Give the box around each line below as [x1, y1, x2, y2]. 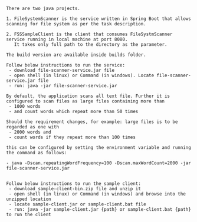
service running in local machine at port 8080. [6, 37, 128, 42]
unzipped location [6, 196, 51, 202]
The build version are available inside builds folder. [6, 52, 146, 58]
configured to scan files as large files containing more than [6, 98, 165, 104]
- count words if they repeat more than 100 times [8, 134, 136, 140]
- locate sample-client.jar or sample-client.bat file [8, 201, 146, 207]
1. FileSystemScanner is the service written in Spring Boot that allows [6, 16, 192, 22]
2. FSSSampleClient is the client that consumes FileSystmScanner [6, 31, 173, 37]
